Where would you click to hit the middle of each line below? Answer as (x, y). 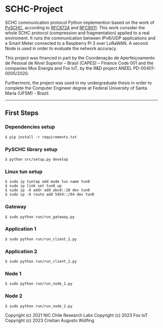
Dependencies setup (30, 127)
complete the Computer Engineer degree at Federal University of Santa (76, 88)
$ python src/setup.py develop (37, 159)
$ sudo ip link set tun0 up (33, 186)
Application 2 (21, 251)
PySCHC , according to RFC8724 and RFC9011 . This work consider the (75, 27)
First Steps (22, 113)
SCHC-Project (34, 9)
